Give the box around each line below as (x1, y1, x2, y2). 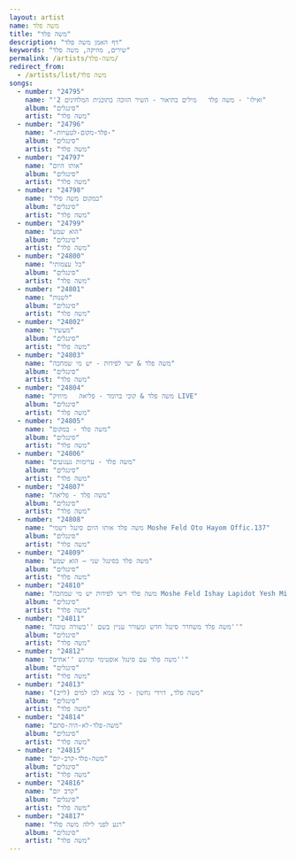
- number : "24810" (17, 581, 86, 590)
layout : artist (9, 12, 65, 22)
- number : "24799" (17, 219, 86, 228)
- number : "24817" (17, 811, 86, 820)
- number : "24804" (17, 383, 86, 392)
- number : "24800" (17, 252, 86, 261)
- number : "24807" (17, 482, 86, 491)
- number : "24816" (17, 778, 86, 788)
